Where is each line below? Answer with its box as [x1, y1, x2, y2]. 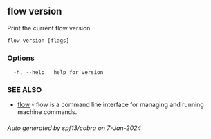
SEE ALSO [7, 85, 42, 95]
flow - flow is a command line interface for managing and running [17, 100, 204, 109]
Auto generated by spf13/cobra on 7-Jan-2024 [7, 124, 142, 132]
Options [7, 53, 35, 63]
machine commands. [17, 108, 77, 116]
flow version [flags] [7, 37, 70, 44]
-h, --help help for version [13, 69, 104, 76]
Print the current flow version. [7, 24, 92, 32]
